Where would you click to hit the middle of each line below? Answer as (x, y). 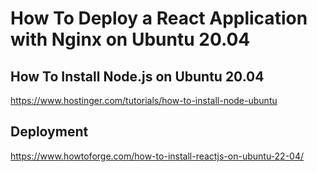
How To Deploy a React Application (159, 18)
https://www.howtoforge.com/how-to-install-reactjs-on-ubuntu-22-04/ (157, 156)
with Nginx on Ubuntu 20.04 (130, 39)
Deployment (49, 132)
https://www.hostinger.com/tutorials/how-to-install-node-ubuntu (144, 100)
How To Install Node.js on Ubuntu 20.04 (137, 76)
